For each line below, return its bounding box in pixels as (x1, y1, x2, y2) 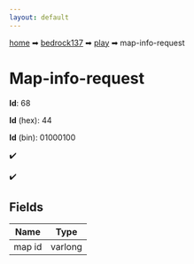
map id (13, 241, 43, 253)
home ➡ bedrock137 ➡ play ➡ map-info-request (9, 37, 185, 48)
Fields (9, 199, 44, 214)
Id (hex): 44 (9, 114, 52, 125)
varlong (50, 241, 82, 253)
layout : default (9, 12, 69, 22)
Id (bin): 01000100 (9, 132, 76, 143)
